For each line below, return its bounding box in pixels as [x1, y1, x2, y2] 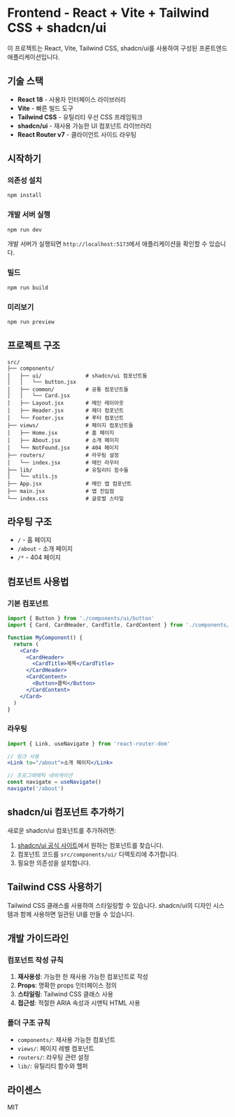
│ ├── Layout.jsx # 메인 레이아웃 [7, 399, 124, 406]
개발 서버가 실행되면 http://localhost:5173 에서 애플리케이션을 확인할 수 [7, 240, 208, 248]
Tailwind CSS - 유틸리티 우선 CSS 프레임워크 [17, 112, 143, 121]
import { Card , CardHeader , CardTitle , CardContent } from [7, 622, 183, 629]
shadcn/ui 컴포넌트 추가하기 [7, 806, 124, 818]
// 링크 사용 [7, 753, 40, 760]
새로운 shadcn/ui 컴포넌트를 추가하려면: [7, 826, 117, 834]
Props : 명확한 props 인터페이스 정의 [17, 981, 117, 990]
